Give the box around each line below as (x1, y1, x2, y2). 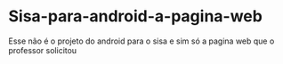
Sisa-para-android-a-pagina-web (8, 6, 263, 27)
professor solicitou (8, 44, 77, 55)
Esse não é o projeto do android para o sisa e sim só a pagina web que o (8, 36, 275, 46)
